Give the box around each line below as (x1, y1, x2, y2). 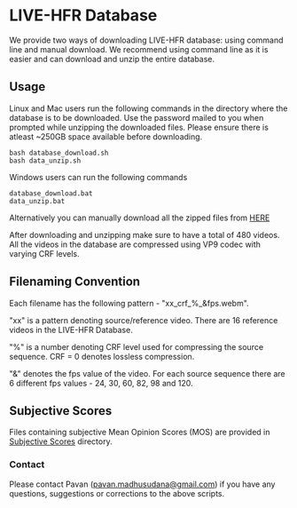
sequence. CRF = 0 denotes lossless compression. (9, 351, 195, 361)
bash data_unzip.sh (9, 156, 82, 165)
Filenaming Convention (9, 274, 140, 290)
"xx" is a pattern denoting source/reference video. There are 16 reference (9, 314, 278, 325)
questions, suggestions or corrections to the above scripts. (9, 488, 225, 498)
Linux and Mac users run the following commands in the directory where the (9, 103, 288, 114)
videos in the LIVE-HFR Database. (9, 324, 133, 335)
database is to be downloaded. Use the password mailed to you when (9, 112, 264, 123)
